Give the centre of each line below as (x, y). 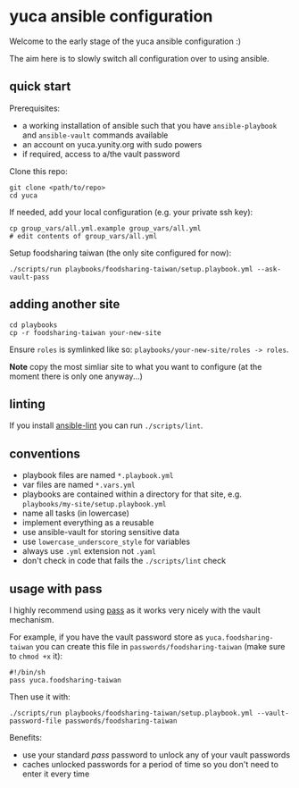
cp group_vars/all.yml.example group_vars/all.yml (105, 228)
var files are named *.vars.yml (79, 485)
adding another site (65, 304)
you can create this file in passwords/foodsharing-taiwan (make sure (160, 646)
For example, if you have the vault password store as (106, 637)
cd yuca (24, 195)
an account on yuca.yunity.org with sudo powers (112, 144)
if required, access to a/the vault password (101, 154)
